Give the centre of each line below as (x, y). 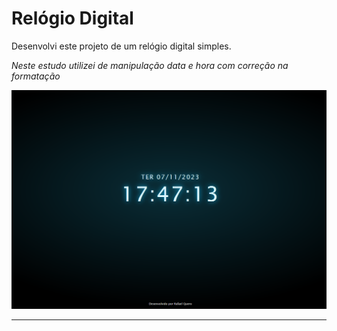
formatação (36, 76)
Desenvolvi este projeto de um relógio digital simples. (121, 46)
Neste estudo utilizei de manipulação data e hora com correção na (150, 65)
